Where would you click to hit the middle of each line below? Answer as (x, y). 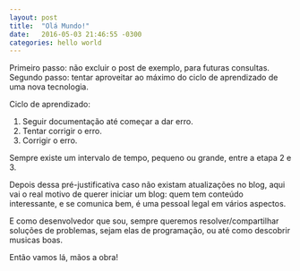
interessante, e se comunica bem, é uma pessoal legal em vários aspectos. (148, 204)
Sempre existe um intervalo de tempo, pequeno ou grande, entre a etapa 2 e (150, 158)
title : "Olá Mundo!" (50, 26)
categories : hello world (56, 42)
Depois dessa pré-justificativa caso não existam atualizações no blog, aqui (147, 185)
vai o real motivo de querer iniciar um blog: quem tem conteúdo (126, 194)
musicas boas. (36, 240)
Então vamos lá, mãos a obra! (64, 258)
